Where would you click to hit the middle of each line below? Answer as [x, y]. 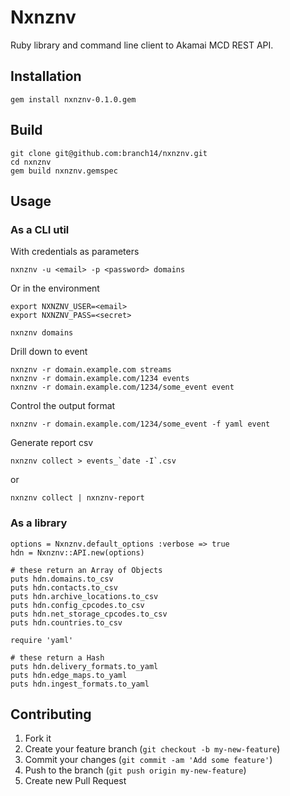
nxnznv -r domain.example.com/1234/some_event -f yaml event [140, 424]
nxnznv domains [42, 333]
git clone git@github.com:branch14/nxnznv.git [109, 153]
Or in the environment [55, 288]
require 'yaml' [42, 640]
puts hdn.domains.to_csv [62, 579]
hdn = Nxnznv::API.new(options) [77, 552]
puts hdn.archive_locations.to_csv [84, 596]
